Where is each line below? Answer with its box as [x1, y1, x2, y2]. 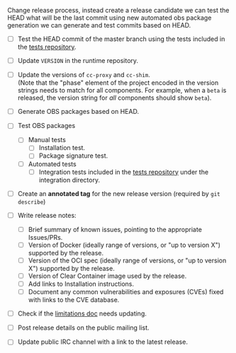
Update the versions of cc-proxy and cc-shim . [17, 71, 151, 79]
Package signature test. [38, 151, 108, 160]
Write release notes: [17, 211, 77, 219]
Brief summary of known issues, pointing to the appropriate [28, 225, 202, 233]
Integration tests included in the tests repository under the [38, 168, 209, 176]
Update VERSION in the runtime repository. [17, 57, 139, 65]
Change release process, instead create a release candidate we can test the [7, 6, 230, 14]
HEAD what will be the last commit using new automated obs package [7, 13, 212, 22]
